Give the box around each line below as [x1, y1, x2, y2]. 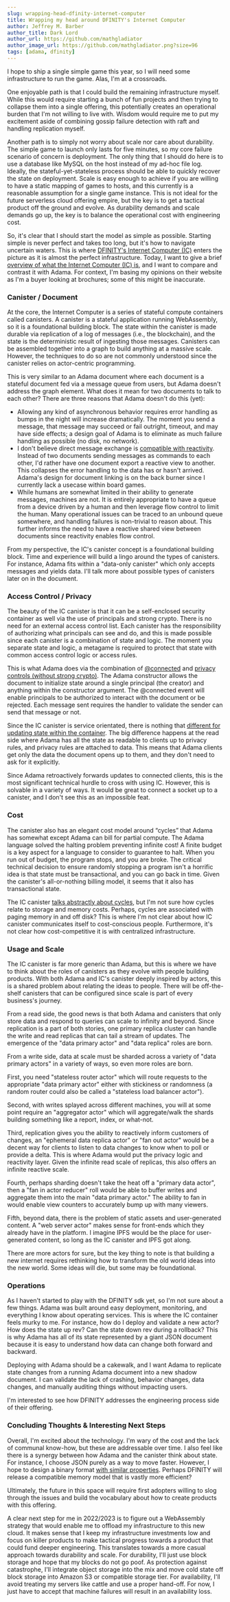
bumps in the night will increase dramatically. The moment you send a [16, 415, 215, 424]
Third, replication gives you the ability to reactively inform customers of [7, 1129, 209, 1137]
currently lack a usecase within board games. [16, 481, 146, 489]
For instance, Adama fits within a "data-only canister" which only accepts [7, 560, 215, 568]
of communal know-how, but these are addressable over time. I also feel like [7, 1443, 223, 1451]
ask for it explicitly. [7, 758, 60, 767]
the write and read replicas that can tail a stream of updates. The [7, 1032, 191, 1040]
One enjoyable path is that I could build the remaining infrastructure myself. [7, 87, 220, 96]
